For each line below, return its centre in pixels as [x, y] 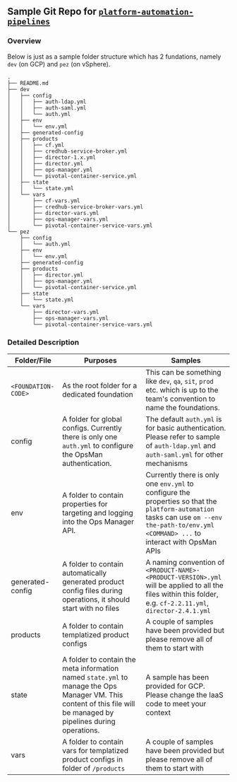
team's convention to [181, 399]
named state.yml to [95, 677]
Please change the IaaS [184, 694]
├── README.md [28, 83]
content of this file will [99, 704]
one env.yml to [170, 484]
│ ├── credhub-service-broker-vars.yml [75, 207]
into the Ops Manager [98, 521]
